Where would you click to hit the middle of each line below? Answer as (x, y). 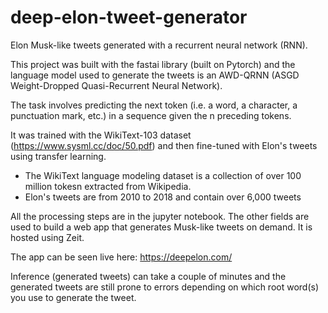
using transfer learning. (58, 156)
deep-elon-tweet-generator (129, 17)
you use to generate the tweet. (73, 297)
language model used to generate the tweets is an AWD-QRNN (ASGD (155, 75)
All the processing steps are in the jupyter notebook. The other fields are (160, 216)
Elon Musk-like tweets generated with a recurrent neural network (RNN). (159, 45)
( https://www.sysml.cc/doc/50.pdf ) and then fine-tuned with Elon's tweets (164, 145)
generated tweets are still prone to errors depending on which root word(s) (165, 287)
